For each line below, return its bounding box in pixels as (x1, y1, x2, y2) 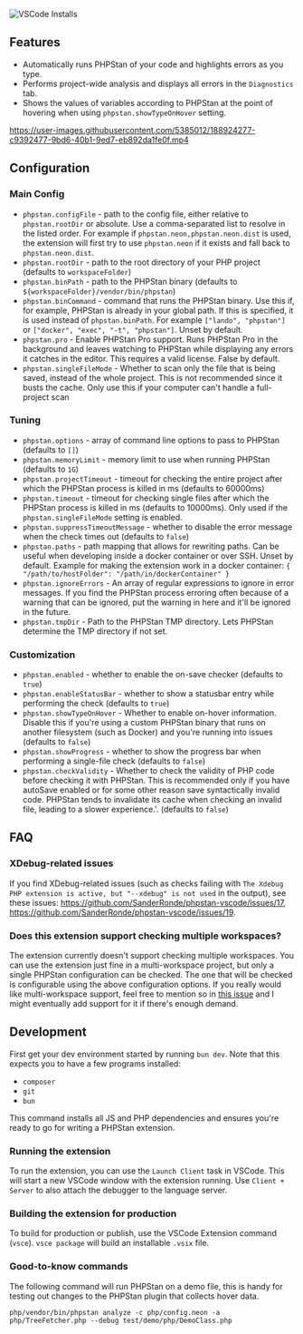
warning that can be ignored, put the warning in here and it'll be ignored (22, 597, 291, 608)
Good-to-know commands (9, 1261, 128, 1273)
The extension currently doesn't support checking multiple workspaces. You (9, 950, 295, 961)
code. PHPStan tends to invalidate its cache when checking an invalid (22, 794, 282, 805)
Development (9, 1025, 88, 1040)
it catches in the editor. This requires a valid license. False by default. (22, 353, 280, 364)
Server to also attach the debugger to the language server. (9, 1184, 228, 1196)
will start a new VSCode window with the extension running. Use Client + (9, 1175, 285, 1186)
